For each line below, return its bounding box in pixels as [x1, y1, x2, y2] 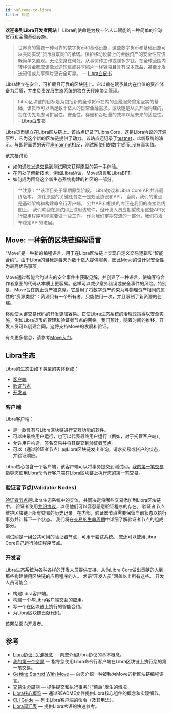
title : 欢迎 [5, 12, 29, 17]
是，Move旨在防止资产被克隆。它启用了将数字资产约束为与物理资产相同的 [5, 287, 161, 293]
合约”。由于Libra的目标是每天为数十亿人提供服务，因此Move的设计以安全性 [5, 257, 164, 263]
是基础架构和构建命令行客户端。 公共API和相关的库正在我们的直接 [17, 200, 157, 206]
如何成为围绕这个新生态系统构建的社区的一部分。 [12, 176, 116, 182]
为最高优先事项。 [5, 263, 41, 269]
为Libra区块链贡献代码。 [12, 610, 64, 616]
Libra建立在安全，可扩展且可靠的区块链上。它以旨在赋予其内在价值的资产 [5, 81, 160, 87]
